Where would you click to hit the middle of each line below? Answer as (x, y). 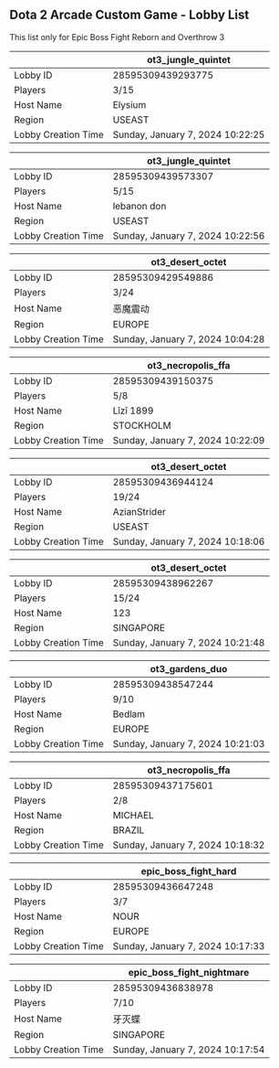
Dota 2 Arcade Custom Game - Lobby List (129, 15)
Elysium (129, 104)
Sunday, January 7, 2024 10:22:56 (189, 235)
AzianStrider (139, 511)
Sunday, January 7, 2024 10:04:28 (189, 339)
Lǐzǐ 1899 (133, 411)
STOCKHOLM (142, 425)
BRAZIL (129, 829)
